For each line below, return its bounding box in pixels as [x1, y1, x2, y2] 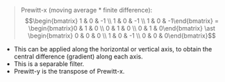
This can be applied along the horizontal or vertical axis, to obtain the [13, 45, 212, 53]
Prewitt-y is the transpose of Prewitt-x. [13, 67, 125, 75]
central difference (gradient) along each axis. [13, 52, 144, 60]
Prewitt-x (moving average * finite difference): [20, 6, 153, 14]
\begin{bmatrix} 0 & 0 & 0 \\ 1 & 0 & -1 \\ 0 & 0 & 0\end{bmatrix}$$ [27, 31, 217, 40]
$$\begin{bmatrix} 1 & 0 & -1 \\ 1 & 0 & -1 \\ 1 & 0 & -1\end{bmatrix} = [24, 17, 219, 25]
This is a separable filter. [13, 60, 85, 68]
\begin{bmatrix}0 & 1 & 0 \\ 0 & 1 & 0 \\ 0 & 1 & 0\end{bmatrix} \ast [28, 24, 215, 32]
